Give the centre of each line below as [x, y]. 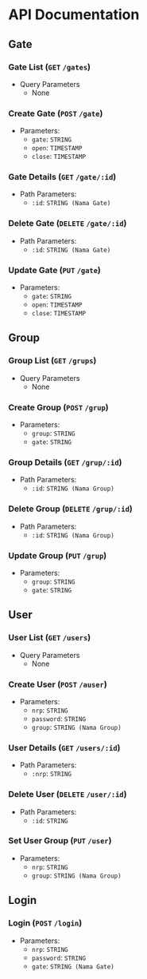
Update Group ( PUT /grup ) [58, 555]
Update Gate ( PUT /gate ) [54, 270]
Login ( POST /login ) [45, 923]
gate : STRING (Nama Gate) [73, 966]
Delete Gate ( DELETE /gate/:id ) [68, 224]
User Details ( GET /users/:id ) [64, 747]
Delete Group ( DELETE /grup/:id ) [70, 509]
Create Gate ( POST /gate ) [56, 113]
